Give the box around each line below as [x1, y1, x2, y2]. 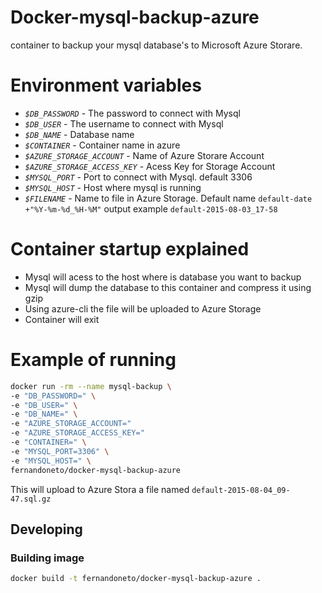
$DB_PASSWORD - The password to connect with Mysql [24, 107, 241, 119]
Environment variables [10, 74, 202, 97]
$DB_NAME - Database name [24, 128, 135, 140]
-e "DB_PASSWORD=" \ [10, 391, 97, 401]
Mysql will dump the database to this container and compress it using [24, 281, 312, 293]
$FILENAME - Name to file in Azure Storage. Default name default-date [24, 192, 313, 204]
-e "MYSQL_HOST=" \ [10, 456, 92, 466]
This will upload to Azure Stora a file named [10, 483, 190, 495]
